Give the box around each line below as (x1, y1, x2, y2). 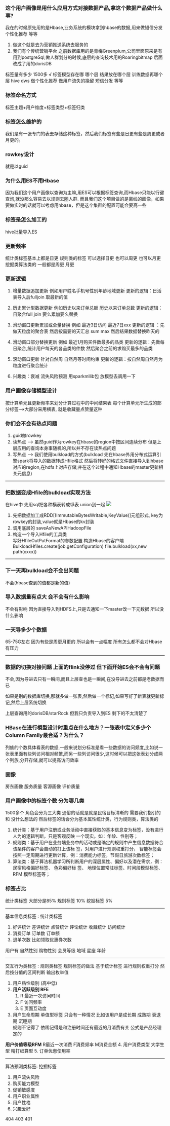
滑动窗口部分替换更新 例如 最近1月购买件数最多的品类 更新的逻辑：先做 (12, 339, 160, 345)
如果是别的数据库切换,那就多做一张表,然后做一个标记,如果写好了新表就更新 (5, 693, 160, 699)
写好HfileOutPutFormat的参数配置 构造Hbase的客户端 (12, 538, 124, 544)
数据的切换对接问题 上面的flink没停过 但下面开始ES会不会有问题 (5, 664, 160, 671)
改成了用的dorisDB (12, 61, 52, 67)
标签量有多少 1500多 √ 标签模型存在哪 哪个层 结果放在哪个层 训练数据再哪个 (5, 71, 163, 78)
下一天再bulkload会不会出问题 (5, 567, 79, 574)
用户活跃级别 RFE (12, 986, 49, 992)
